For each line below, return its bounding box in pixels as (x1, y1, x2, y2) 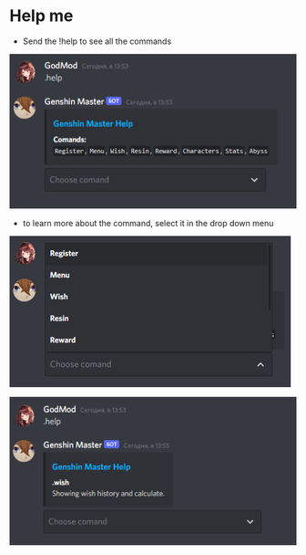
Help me (9, 5, 74, 26)
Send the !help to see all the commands (22, 36, 172, 47)
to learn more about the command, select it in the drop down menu (22, 218, 274, 229)
